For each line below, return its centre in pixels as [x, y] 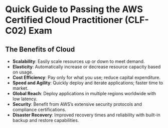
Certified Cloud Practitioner [64, 20]
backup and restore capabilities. [46, 120]
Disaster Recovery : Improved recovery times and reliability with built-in [86, 115]
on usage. [23, 72]
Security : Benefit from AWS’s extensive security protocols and [77, 104]
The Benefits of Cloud [40, 49]
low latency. [25, 99]
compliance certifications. [39, 110]
